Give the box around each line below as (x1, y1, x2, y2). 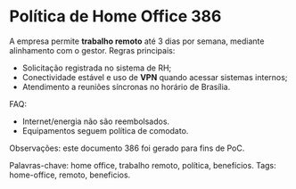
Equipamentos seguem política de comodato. (21, 125, 189, 136)
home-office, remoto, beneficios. (9, 169, 131, 180)
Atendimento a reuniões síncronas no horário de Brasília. (21, 81, 231, 92)
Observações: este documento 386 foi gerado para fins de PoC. (9, 143, 245, 153)
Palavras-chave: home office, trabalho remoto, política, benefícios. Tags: (9, 160, 276, 170)
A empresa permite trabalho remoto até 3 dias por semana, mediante (9, 36, 265, 46)
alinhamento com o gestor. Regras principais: (9, 45, 176, 55)
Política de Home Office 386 (9, 6, 222, 27)
